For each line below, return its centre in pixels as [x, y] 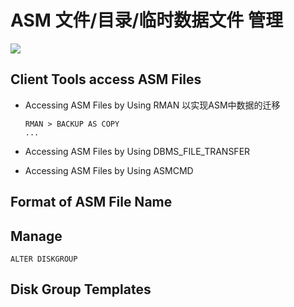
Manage [36, 236]
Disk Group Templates [81, 289]
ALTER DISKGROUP [44, 259]
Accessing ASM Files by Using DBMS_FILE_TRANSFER [137, 151]
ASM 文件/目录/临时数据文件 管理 [146, 20]
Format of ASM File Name [91, 202]
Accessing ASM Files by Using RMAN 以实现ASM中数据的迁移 [152, 105]
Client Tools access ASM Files [106, 79]
